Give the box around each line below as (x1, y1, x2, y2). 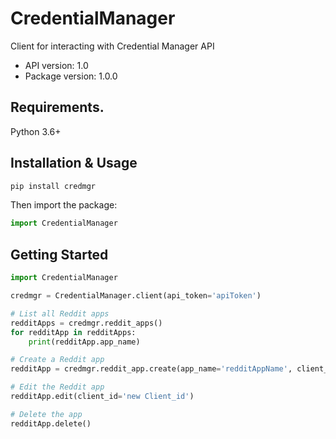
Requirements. (10, 99, 105, 116)
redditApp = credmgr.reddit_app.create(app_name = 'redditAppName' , (10, 364, 293, 374)
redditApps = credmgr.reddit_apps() (10, 318, 163, 328)
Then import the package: (10, 199, 118, 211)
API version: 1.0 (24, 59, 89, 71)
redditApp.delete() (10, 418, 92, 429)
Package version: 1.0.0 (24, 70, 118, 82)
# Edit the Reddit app (10, 382, 105, 392)
